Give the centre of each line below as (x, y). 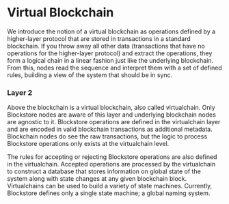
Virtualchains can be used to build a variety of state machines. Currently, (110, 186)
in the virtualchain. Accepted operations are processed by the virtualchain (111, 164)
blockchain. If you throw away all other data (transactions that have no (106, 46)
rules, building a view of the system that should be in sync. (90, 75)
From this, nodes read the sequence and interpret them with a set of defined (114, 68)
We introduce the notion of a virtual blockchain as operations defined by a (111, 31)
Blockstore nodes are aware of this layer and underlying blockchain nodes (112, 115)
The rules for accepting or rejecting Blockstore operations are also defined (112, 157)
